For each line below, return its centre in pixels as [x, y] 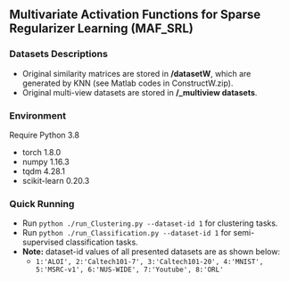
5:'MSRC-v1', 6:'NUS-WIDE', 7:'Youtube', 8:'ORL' [130, 270]
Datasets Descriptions [59, 54]
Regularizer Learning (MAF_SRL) [101, 29]
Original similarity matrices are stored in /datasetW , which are [136, 73]
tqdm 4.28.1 [43, 171]
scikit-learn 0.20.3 [56, 180]
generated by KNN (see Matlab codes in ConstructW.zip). [128, 83]
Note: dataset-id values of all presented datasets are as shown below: [151, 252]
